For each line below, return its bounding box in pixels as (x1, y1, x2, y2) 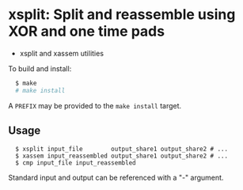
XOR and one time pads (8, 22, 165, 40)
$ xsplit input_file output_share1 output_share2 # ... (15, 145, 228, 153)
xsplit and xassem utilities (19, 48, 104, 58)
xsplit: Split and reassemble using (8, 6, 236, 24)
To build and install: (8, 63, 72, 73)
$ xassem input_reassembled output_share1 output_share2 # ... (15, 152, 228, 160)
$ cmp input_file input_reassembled (15, 158, 136, 167)
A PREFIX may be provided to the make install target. (8, 101, 182, 110)
